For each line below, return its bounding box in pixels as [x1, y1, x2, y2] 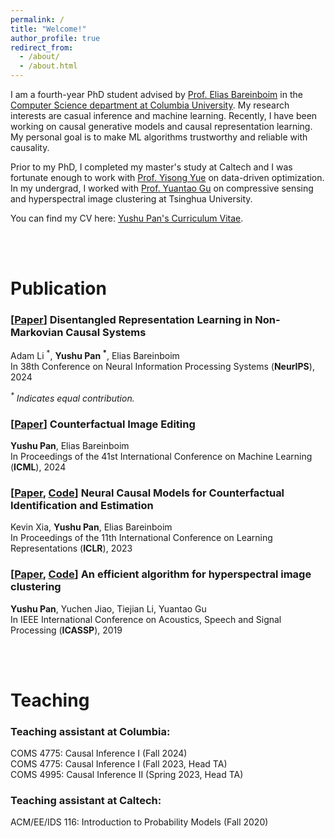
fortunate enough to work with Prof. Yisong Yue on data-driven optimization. [10, 172, 325, 183]
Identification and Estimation [10, 499, 154, 513]
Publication [10, 277, 107, 300]
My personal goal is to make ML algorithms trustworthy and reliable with [10, 131, 308, 143]
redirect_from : [10, 42, 74, 53]
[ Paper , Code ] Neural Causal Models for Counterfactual [10, 486, 285, 500]
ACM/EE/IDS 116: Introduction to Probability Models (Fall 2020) [10, 816, 269, 828]
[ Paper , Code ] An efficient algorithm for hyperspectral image [10, 567, 312, 581]
